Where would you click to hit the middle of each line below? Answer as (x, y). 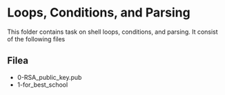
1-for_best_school (42, 85)
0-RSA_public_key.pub (49, 77)
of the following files (36, 39)
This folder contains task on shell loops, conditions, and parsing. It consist (113, 32)
